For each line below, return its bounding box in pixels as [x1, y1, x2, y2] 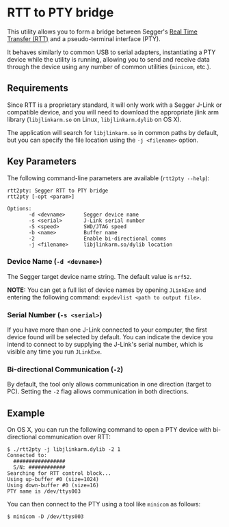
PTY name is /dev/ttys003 [7, 488, 81, 495]
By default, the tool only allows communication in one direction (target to [7, 380, 212, 389]
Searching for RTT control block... [7, 470, 111, 477]
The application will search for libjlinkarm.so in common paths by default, [7, 128, 219, 136]
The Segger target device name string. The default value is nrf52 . [7, 272, 192, 280]
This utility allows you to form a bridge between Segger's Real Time [7, 27, 198, 36]
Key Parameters [7, 156, 77, 167]
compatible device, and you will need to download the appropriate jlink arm [7, 108, 219, 116]
